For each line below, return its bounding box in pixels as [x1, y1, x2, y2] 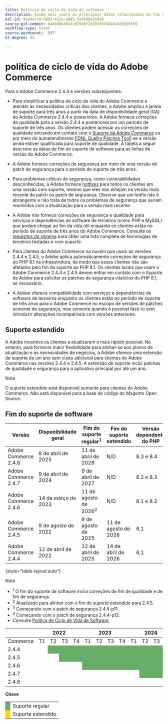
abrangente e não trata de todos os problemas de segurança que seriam [12, 197, 162, 203]
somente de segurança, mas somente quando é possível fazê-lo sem [12, 305, 155, 311]
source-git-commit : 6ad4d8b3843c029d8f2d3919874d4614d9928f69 [5, 21, 137, 26]
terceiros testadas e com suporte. [12, 238, 82, 244]
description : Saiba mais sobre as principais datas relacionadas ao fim [5, 12, 160, 17]
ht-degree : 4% [5, 35, 35, 40]
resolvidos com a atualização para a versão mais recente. [12, 202, 131, 208]
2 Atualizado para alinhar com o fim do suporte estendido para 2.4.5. [12, 598, 154, 605]
